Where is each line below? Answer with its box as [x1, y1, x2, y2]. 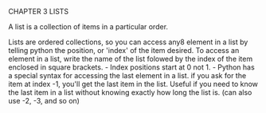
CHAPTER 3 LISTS [8, 7, 69, 16]
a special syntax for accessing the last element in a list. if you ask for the [8, 71, 247, 80]
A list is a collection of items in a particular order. [8, 22, 169, 31]
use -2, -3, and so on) [8, 96, 80, 105]
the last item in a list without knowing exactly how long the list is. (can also [8, 88, 252, 97]
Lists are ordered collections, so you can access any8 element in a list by [8, 37, 248, 47]
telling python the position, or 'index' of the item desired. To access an [8, 46, 240, 55]
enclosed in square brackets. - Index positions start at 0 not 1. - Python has [8, 62, 255, 72]
